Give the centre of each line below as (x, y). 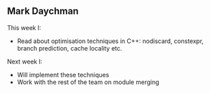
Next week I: (25, 62)
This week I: (24, 27)
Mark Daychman (43, 11)
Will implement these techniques (63, 75)
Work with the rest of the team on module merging (88, 82)
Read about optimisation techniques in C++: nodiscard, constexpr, (110, 41)
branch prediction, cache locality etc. (69, 48)
